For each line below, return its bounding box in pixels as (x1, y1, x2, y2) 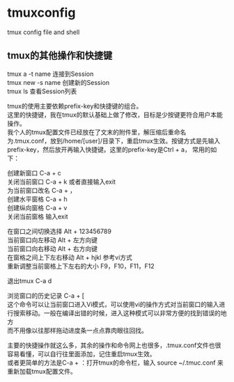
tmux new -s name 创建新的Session (7, 78, 110, 86)
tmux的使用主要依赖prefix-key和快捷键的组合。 (7, 102, 143, 110)
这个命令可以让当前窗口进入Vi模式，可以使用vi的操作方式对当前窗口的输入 (7, 300, 219, 308)
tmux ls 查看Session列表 (7, 87, 77, 95)
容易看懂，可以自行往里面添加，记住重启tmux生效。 (7, 349, 156, 358)
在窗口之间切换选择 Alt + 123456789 (7, 227, 111, 235)
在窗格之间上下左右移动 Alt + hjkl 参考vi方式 (7, 253, 132, 262)
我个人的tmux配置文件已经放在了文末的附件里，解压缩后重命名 (7, 127, 187, 136)
